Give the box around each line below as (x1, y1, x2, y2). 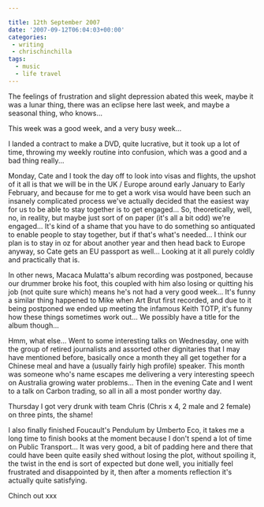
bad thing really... (8, 156, 65, 165)
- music (15, 62, 41, 71)
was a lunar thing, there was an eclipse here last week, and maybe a (8, 100, 230, 109)
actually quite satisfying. (8, 475, 87, 485)
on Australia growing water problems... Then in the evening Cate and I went (8, 377, 254, 387)
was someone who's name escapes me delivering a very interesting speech (8, 369, 255, 379)
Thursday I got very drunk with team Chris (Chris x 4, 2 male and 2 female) (8, 401, 251, 411)
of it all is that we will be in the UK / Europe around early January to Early (8, 179, 246, 189)
